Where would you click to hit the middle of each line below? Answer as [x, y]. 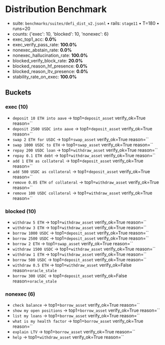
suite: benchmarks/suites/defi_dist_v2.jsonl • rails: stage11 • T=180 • [86, 23]
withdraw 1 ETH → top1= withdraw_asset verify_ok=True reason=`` [79, 254]
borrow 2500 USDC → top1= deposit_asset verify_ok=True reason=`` [80, 238]
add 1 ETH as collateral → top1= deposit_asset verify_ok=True [78, 161]
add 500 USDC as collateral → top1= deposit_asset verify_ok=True [81, 171]
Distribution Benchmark [56, 9]
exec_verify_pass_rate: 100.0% [45, 44]
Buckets [18, 92]
